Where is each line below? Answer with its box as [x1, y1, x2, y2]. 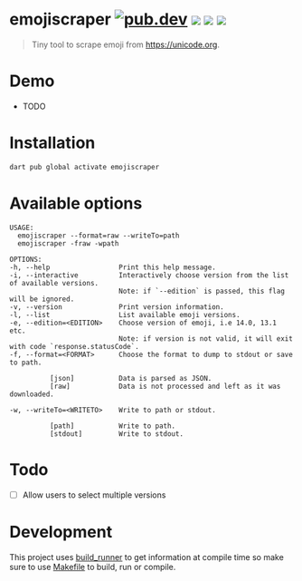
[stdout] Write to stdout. [49, 429, 184, 439]
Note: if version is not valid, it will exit [118, 334, 294, 344]
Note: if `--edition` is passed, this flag [118, 286, 285, 295]
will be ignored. [9, 295, 75, 304]
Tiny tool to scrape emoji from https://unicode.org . [31, 39, 220, 50]
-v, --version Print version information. [9, 302, 224, 312]
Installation [9, 132, 96, 153]
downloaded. [9, 390, 54, 399]
